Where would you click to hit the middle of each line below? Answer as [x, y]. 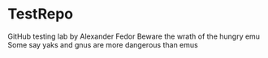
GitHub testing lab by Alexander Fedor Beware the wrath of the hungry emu [134, 36]
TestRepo [41, 14]
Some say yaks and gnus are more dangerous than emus [103, 44]
